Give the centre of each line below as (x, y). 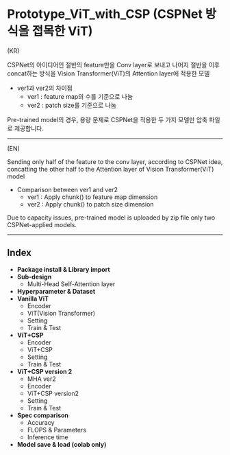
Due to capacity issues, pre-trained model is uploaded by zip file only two (111, 218)
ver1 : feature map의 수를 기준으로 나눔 (80, 96)
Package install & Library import (64, 269)
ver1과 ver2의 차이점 (45, 88)
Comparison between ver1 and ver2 (67, 189)
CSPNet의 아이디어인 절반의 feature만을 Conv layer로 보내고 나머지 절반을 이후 (114, 65)
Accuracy (41, 422)
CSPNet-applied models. (42, 224)
